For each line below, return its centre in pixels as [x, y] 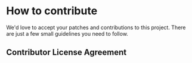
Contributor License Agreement [66, 53]
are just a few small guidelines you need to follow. [67, 33]
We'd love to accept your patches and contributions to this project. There [96, 27]
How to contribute [52, 11]
